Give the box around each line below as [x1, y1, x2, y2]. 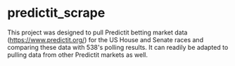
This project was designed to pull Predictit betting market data [7, 28, 188, 37]
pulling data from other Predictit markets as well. [7, 51, 148, 59]
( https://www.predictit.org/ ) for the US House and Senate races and [7, 35, 204, 44]
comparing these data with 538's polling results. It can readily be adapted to [7, 43, 229, 51]
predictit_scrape [7, 5, 106, 21]
